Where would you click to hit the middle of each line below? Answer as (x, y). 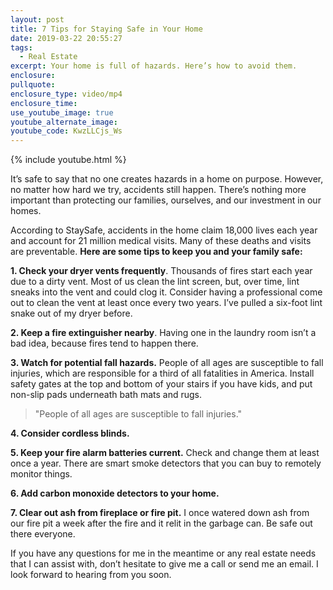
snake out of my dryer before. (71, 313)
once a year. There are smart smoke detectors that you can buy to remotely (166, 463)
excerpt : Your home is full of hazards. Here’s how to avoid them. (154, 66)
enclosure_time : (44, 103)
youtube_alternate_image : (64, 122)
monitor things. (41, 474)
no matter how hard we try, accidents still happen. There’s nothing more (158, 190)
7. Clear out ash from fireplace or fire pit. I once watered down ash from (160, 513)
